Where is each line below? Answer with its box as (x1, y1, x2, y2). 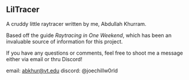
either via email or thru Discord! (6, 55, 82, 62)
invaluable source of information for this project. (6, 38, 123, 45)
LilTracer (6, 5, 39, 15)
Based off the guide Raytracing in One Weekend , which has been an (6, 32, 172, 39)
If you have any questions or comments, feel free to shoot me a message (6, 49, 184, 56)
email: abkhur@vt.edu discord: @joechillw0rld (6, 67, 118, 74)
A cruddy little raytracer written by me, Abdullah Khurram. (6, 20, 147, 27)
